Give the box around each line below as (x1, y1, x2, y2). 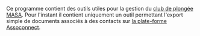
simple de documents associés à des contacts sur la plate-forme (6, 18, 167, 24)
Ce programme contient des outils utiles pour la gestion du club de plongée (6, 5, 194, 12)
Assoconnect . (6, 24, 41, 31)
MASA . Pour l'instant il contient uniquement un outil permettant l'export (6, 11, 183, 18)
